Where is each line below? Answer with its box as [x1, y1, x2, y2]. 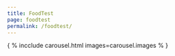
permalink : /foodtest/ [7, 23, 72, 29]
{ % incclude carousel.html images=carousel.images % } [7, 42, 169, 50]
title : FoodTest [7, 10, 54, 17]
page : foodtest [7, 16, 51, 23]
